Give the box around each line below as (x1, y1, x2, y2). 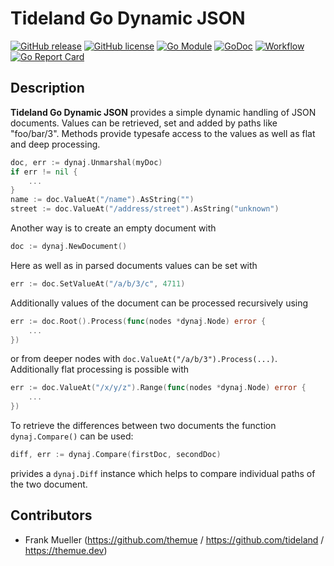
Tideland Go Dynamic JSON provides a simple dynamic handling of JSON (10, 106, 317, 118)
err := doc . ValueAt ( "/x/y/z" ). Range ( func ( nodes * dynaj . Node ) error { (10, 383, 307, 393)
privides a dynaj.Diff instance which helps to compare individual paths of (10, 467, 316, 479)
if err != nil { (10, 167, 78, 177)
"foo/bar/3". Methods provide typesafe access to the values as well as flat (10, 127, 316, 139)
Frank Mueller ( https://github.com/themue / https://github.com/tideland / (24, 533, 325, 546)
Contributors (10, 507, 93, 524)
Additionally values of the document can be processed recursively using (10, 297, 309, 309)
